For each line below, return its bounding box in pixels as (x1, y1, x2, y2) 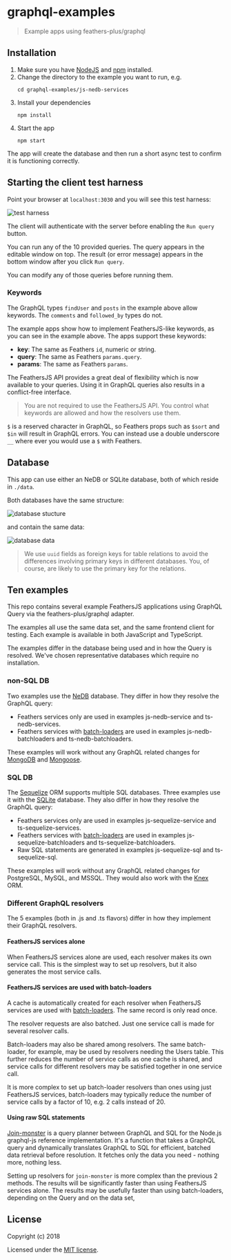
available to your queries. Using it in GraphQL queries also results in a (7, 380, 205, 389)
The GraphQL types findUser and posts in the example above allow (7, 304, 198, 312)
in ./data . (7, 482, 34, 491)
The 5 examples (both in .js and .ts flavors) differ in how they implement (7, 914, 212, 923)
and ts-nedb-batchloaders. (56, 734, 133, 743)
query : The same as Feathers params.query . (17, 352, 142, 360)
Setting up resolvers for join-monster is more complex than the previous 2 (7, 1171, 219, 1180)
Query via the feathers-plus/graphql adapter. (7, 610, 134, 618)
